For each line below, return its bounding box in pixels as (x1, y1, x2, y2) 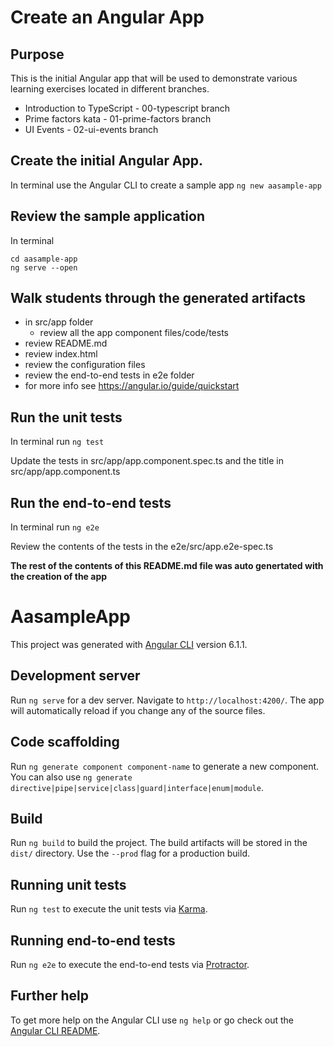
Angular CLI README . (10, 1024, 101, 1036)
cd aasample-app (10, 254, 78, 264)
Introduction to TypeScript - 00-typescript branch (24, 102, 231, 114)
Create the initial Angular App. (10, 152, 204, 170)
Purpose (10, 46, 65, 63)
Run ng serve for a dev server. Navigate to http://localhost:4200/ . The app (10, 694, 325, 706)
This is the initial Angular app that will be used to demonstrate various (10, 72, 298, 84)
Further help (10, 987, 90, 1005)
